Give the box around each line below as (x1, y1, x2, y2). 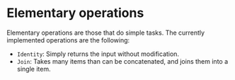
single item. (16, 64, 51, 73)
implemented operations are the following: (6, 35, 130, 44)
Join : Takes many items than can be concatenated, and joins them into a (16, 57, 229, 65)
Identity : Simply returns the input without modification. (16, 50, 180, 58)
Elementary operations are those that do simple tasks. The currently (6, 28, 205, 37)
